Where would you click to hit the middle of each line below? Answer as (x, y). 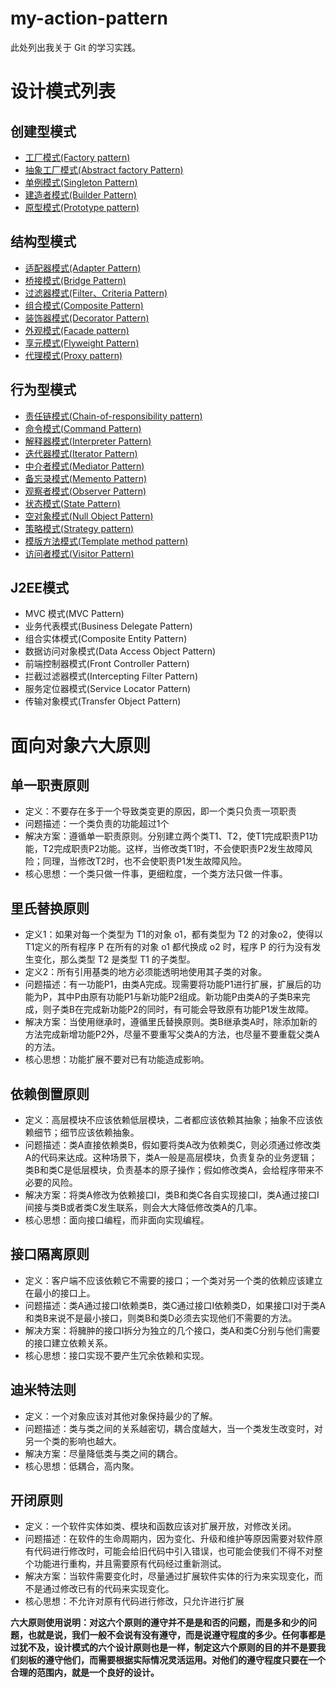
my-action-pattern (89, 18)
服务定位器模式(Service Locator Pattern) (108, 689)
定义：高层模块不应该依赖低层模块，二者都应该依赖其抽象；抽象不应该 (169, 1120)
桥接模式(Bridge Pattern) (75, 280)
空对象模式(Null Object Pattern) (89, 516)
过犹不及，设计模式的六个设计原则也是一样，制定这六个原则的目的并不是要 (163, 1648)
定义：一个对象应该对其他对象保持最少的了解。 (121, 1416)
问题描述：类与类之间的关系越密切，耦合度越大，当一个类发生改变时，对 (173, 1428)
